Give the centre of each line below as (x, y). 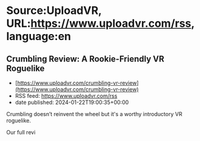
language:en (39, 36)
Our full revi (21, 132)
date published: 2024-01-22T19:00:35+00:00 (72, 102)
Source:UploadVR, (54, 11)
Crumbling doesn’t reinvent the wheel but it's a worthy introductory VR (95, 114)
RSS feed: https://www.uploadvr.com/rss (66, 96)
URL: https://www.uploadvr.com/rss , (101, 23)
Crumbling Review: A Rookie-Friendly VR (85, 59)
